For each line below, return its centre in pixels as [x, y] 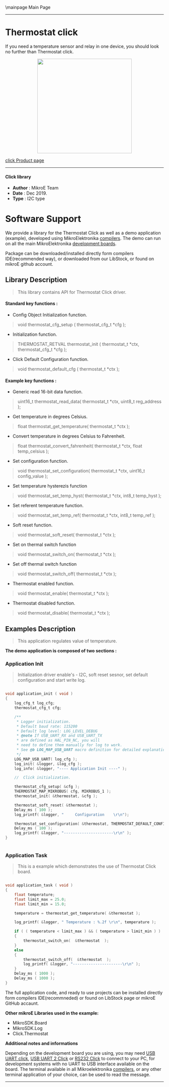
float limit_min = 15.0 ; [40, 904]
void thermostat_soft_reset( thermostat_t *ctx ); [67, 535]
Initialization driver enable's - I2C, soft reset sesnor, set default [83, 675]
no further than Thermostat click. [39, 51]
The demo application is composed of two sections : [61, 651]
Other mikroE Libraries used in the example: [52, 1013]
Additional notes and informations [41, 1043]
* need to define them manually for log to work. [69, 745]
